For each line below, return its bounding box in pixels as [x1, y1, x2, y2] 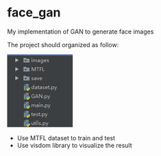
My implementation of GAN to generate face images [7, 27, 154, 36]
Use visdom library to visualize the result [16, 141, 132, 149]
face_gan [7, 5, 61, 21]
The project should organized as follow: [7, 40, 119, 49]
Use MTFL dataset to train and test [16, 133, 115, 142]
